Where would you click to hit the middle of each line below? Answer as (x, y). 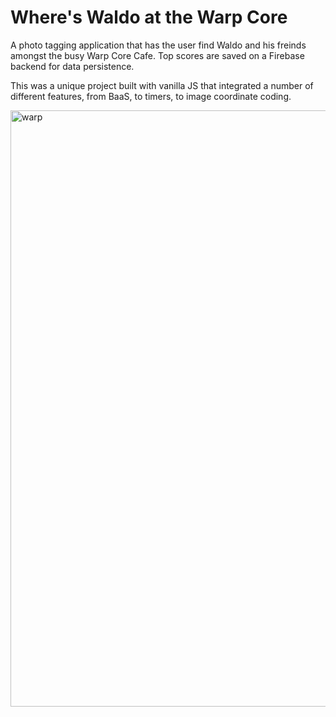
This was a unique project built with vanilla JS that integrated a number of (162, 85)
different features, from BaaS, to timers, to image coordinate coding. (151, 96)
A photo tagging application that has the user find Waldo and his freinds (158, 45)
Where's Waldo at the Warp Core (149, 17)
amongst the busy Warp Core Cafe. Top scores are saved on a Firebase (157, 55)
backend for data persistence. (72, 66)
